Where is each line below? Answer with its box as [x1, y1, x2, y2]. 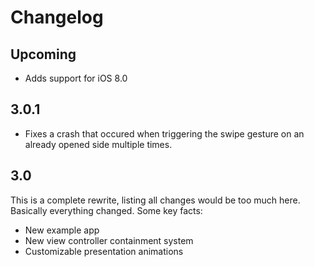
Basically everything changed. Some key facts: [10, 204, 203, 216]
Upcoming [10, 46, 77, 63]
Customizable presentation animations [24, 245, 184, 257]
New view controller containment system [24, 234, 194, 246]
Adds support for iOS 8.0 [24, 72, 128, 84]
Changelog [10, 6, 104, 29]
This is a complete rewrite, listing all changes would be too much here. [10, 194, 301, 206]
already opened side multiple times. [24, 138, 173, 150]
